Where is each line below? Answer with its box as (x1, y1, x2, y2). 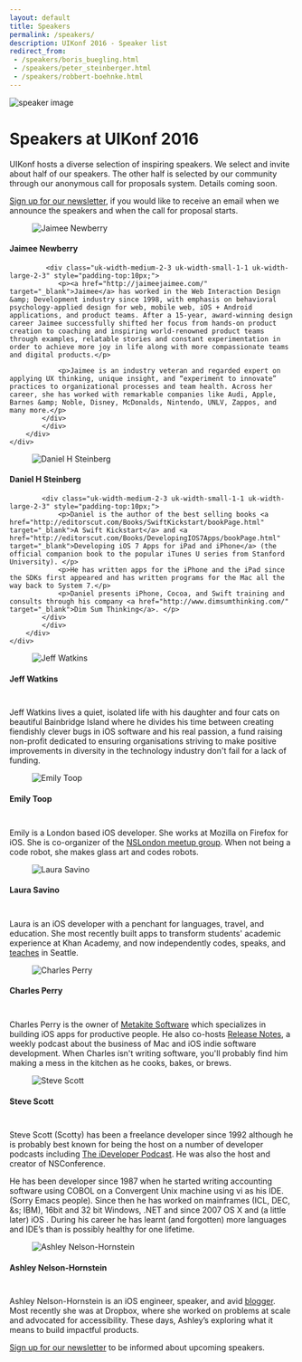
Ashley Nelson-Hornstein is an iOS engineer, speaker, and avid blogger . (9, 1296, 276, 1307)
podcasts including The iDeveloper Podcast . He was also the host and (9, 1148, 271, 1159)
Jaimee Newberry (9, 243, 79, 254)
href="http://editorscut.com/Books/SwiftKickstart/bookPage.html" (9, 518, 265, 528)
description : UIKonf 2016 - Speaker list (9, 38, 168, 48)
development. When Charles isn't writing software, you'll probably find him (9, 1047, 288, 1059)
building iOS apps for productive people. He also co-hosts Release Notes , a (9, 1028, 291, 1039)
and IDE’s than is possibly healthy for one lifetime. (9, 1224, 195, 1235)
